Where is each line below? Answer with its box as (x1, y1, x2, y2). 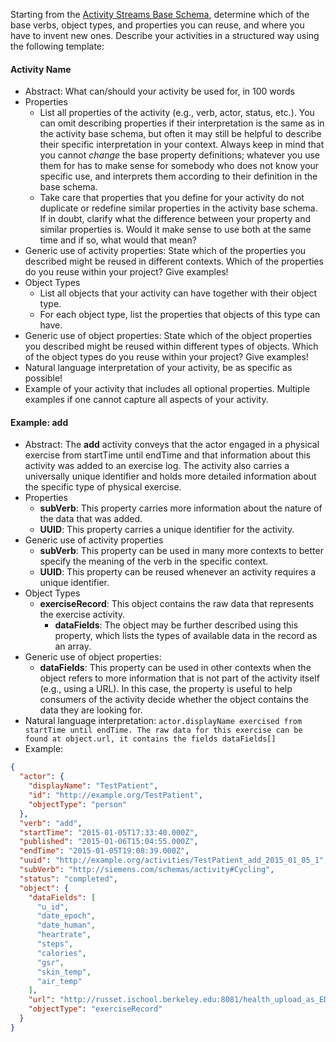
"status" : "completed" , (19, 874, 118, 884)
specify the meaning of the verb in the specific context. (39, 555, 269, 568)
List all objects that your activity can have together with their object (39, 287, 318, 299)
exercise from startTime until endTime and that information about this (24, 449, 311, 461)
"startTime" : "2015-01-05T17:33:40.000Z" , (19, 827, 199, 838)
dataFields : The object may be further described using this (54, 619, 299, 631)
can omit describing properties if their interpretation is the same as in (39, 117, 325, 129)
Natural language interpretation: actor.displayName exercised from (24, 715, 303, 727)
